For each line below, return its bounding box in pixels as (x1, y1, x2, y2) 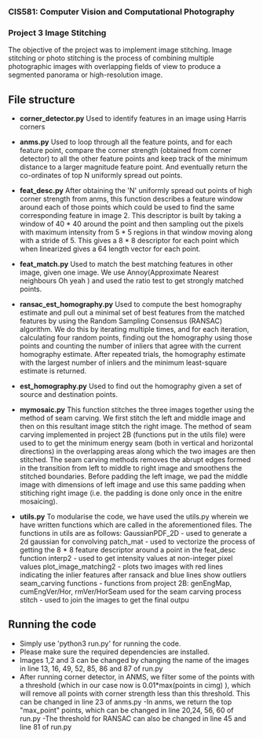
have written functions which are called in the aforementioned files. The (19, 520, 253, 530)
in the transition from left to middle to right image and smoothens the (19, 464, 243, 473)
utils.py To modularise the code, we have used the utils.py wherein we (19, 512, 249, 522)
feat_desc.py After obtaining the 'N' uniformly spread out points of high (19, 186, 253, 195)
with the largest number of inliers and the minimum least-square (19, 358, 228, 367)
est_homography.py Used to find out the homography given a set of (19, 381, 242, 391)
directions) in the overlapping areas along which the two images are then (19, 446, 256, 457)
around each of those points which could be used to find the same (19, 202, 235, 212)
